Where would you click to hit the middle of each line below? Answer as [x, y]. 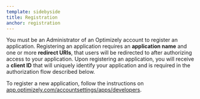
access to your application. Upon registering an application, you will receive [100, 59]
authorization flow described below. [51, 72]
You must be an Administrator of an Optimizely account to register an [92, 40]
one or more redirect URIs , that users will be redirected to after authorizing [99, 53]
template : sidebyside [33, 12]
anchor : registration [33, 23]
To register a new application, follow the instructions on [75, 83]
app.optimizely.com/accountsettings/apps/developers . [74, 90]
